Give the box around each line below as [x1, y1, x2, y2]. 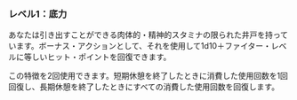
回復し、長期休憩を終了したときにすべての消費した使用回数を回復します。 [8, 81, 280, 92]
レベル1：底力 [8, 7, 68, 19]
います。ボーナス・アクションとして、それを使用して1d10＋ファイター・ [8, 41, 272, 51]
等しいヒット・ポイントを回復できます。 [23, 51, 172, 63]
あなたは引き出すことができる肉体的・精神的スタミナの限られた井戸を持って [8, 29, 289, 41]
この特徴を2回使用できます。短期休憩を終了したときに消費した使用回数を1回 [8, 71, 288, 81]
